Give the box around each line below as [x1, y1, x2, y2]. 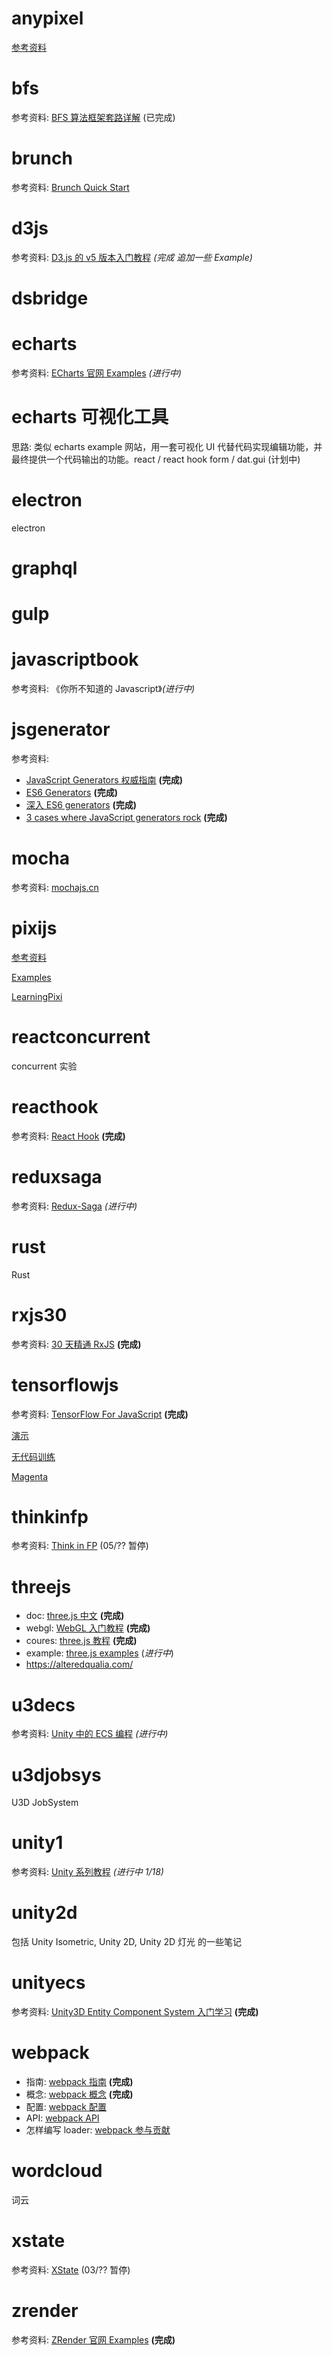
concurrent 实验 [11, 1060, 78, 1072]
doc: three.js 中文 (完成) [25, 1610, 125, 1622]
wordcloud [11, 2160, 103, 2182]
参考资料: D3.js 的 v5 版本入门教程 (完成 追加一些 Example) [11, 251, 253, 263]
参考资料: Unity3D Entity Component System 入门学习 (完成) [11, 2006, 259, 2018]
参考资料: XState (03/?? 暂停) [11, 2263, 131, 2276]
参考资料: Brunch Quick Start [11, 181, 130, 193]
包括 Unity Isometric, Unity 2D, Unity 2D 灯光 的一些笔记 [11, 1936, 242, 1948]
